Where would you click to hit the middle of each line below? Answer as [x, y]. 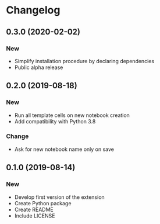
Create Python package [43, 203]
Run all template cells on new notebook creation [72, 115]
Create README [34, 209]
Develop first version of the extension [59, 197]
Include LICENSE [35, 216]
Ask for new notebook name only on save [64, 149]
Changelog [33, 10]
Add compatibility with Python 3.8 [55, 121]
